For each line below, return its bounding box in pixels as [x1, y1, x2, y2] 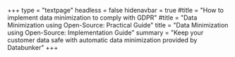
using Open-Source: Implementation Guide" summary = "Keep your [7, 28, 204, 37]
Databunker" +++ [7, 44, 59, 51]
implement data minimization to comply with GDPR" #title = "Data [7, 13, 198, 22]
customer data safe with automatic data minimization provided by [7, 36, 198, 44]
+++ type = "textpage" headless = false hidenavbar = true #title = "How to [7, 6, 224, 14]
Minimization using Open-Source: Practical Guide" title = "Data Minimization [7, 21, 229, 29]
